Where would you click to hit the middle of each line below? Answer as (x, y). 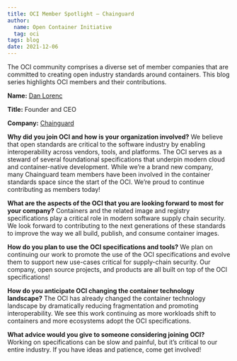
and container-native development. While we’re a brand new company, (110, 167)
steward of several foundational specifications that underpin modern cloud (116, 159)
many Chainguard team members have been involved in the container (109, 174)
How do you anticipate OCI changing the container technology (101, 291)
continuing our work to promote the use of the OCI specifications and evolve (119, 254)
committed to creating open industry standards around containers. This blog (118, 74)
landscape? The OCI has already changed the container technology (106, 298)
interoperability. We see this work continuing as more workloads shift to (112, 313)
